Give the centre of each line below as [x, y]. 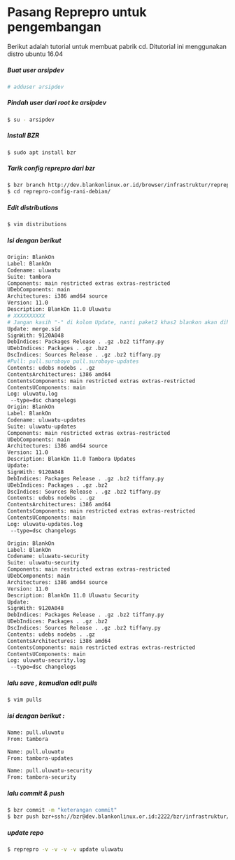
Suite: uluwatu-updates [42, 426]
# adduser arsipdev [36, 87]
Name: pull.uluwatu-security [50, 771]
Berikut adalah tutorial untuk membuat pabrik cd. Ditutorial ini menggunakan [117, 46]
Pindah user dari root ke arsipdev [57, 103]
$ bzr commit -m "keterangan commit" [62, 810]
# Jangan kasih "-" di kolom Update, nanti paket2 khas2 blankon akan [112, 322]
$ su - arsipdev [31, 120]
